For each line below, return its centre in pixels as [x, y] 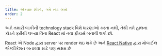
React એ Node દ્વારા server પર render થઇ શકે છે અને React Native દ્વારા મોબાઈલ [81, 43]
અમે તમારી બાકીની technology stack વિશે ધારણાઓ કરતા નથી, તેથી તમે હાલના [76, 28]
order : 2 [14, 14]
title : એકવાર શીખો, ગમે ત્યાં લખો [36, 9]
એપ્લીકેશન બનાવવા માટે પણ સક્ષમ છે [38, 48]
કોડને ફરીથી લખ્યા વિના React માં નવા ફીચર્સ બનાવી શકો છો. [59, 33]
